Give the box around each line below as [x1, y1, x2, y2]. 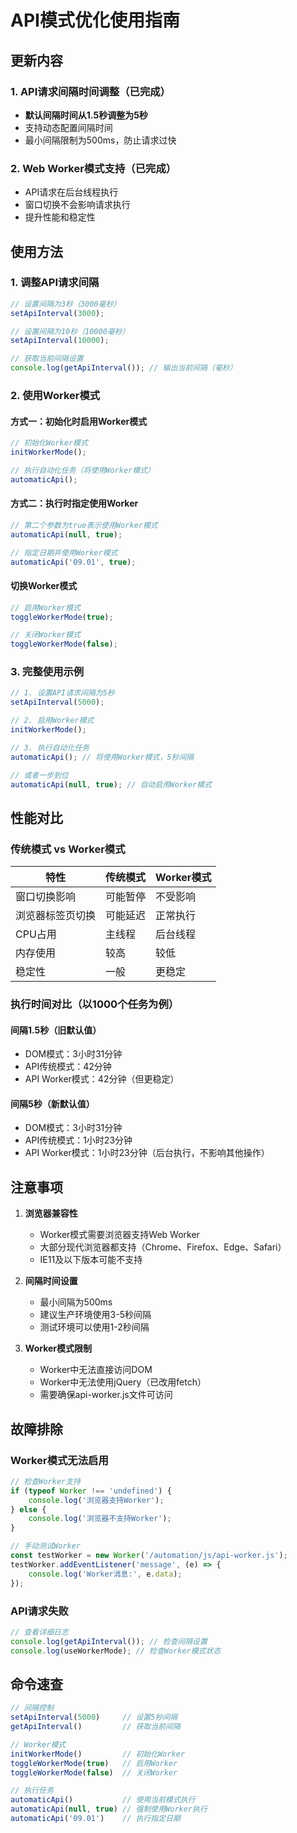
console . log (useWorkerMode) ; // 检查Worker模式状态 [10, 1646, 222, 1656]
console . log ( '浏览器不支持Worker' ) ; [28, 1514, 172, 1524]
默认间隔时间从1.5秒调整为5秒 [24, 109, 148, 121]
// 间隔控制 [10, 1703, 55, 1713]
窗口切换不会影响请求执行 [24, 199, 131, 211]
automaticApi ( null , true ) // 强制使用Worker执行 [10, 1804, 208, 1815]
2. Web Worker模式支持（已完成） [10, 161, 177, 175]
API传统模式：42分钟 [24, 1061, 112, 1073]
